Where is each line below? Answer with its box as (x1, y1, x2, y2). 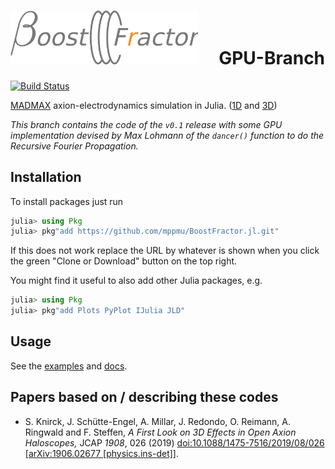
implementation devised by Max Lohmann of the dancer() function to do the (10, 129, 325, 141)
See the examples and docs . (10, 360, 128, 372)
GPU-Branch (218, 47, 326, 70)
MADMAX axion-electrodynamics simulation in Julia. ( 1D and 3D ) (10, 99, 278, 111)
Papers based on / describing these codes (10, 389, 279, 406)
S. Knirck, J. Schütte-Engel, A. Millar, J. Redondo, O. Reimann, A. (24, 415, 292, 427)
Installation (10, 169, 82, 186)
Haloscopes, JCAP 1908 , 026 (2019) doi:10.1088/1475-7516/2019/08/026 (24, 436, 325, 449)
